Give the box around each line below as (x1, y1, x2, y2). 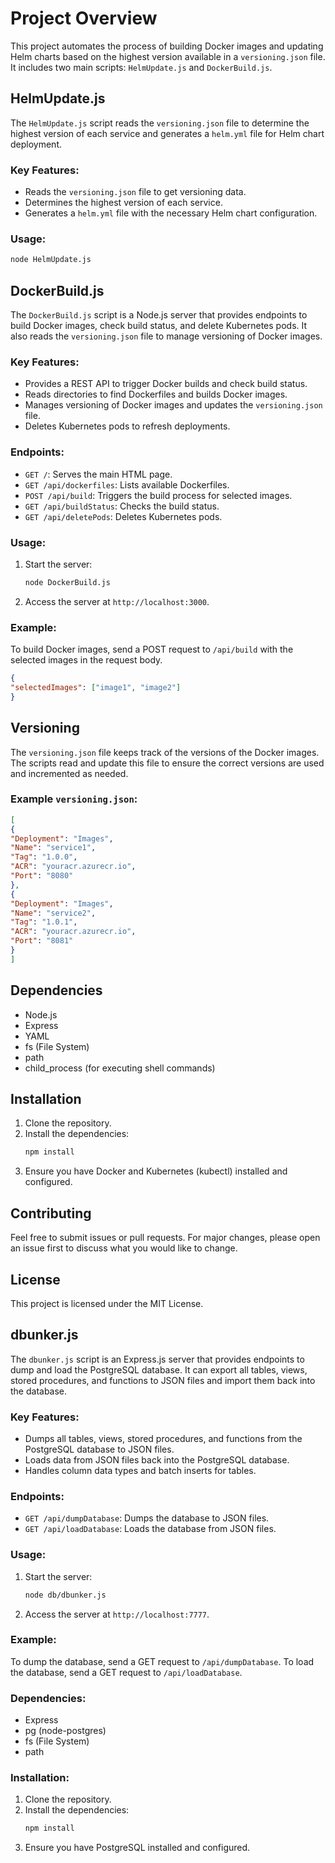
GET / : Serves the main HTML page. (24, 468, 173, 480)
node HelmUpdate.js (10, 255, 92, 265)
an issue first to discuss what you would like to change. (10, 1242, 238, 1254)
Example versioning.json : (10, 792, 138, 806)
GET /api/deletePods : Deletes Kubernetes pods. (24, 510, 223, 522)
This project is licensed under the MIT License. (10, 1297, 204, 1309)
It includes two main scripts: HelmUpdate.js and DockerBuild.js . (10, 61, 273, 73)
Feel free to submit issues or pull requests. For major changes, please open (10, 1232, 321, 1244)
